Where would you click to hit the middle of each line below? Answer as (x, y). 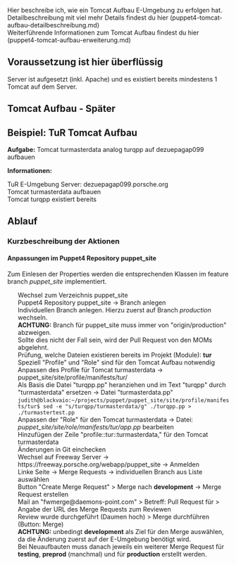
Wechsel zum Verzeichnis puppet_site (73, 295)
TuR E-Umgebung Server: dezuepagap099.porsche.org (88, 184)
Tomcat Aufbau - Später (62, 109)
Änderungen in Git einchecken (62, 449)
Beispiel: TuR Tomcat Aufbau (72, 133)
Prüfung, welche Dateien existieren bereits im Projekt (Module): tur (114, 355)
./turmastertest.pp (46, 412)
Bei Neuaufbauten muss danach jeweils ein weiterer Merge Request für (120, 546)
